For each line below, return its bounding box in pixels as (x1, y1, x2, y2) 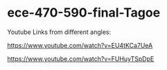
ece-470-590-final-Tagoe (7, 5, 161, 21)
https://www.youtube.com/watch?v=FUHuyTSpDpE (7, 54, 155, 63)
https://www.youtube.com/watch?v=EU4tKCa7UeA (7, 41, 153, 49)
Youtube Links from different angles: (7, 28, 112, 36)
